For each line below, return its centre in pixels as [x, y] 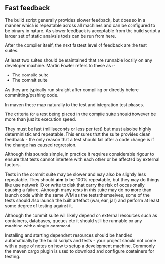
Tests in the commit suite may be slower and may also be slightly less [76, 174]
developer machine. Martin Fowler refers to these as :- [60, 65]
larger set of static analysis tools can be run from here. [61, 36]
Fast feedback [28, 8]
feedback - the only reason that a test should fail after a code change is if [80, 139]
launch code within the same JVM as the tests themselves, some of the [78, 195]
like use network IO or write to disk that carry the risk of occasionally [75, 185]
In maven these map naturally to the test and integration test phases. [75, 104]
